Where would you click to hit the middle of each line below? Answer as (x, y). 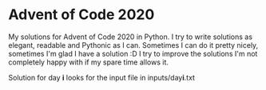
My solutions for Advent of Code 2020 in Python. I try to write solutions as (131, 37)
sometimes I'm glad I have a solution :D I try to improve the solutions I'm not (133, 53)
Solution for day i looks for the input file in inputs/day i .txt (102, 77)
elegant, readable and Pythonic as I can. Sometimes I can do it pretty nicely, (133, 45)
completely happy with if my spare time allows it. (89, 62)
